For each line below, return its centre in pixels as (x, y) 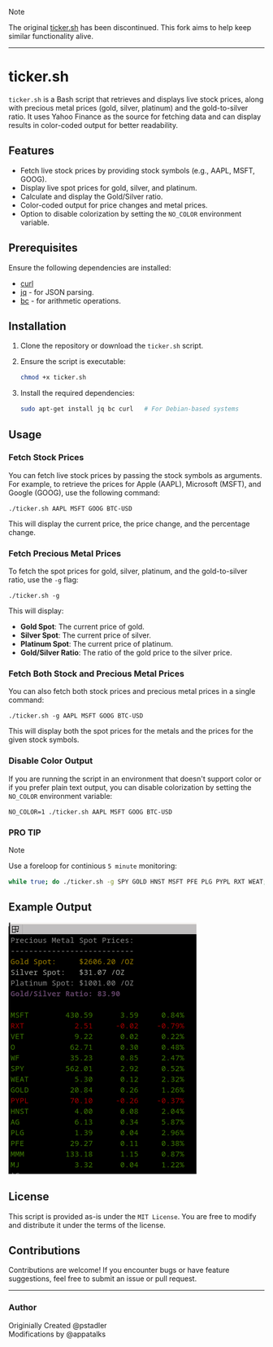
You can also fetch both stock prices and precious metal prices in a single (132, 691)
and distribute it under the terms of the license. (87, 1225)
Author (23, 1308)
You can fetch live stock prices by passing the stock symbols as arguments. (135, 475)
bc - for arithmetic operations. (71, 301)
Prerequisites (43, 248)
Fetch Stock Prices (46, 458)
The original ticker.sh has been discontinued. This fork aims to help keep (130, 27)
